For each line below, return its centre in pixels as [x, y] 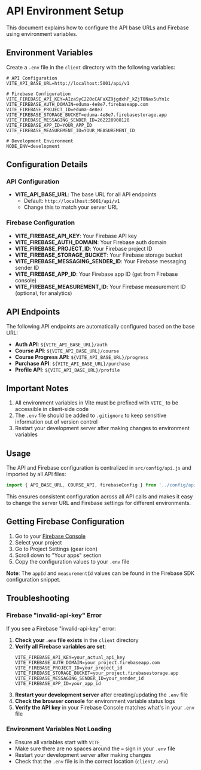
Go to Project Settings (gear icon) [56, 549]
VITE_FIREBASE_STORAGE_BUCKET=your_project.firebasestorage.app [97, 673]
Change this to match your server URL [71, 207]
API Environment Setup [65, 11]
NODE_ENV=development [33, 146]
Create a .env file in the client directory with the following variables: [91, 67]
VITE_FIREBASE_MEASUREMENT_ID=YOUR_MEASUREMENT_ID [71, 130]
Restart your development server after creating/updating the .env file [101, 695]
